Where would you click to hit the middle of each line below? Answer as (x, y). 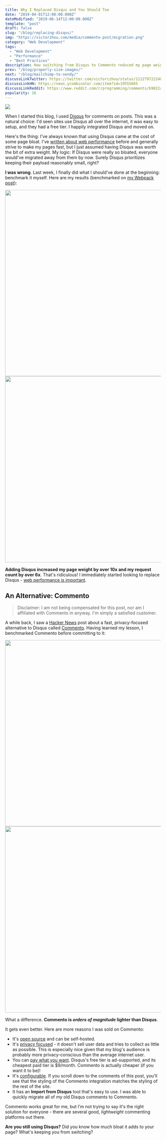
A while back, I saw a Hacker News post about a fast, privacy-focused (77, 623)
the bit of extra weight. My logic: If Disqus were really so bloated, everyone (82, 152)
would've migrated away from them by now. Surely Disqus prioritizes (75, 157)
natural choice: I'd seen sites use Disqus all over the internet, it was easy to (82, 122)
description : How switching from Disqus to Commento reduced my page (78, 65)
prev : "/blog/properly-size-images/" (44, 70)
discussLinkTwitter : (26, 79)
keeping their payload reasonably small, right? (52, 163)
